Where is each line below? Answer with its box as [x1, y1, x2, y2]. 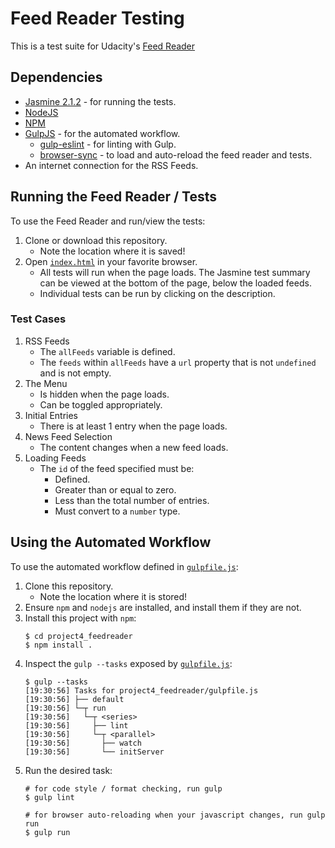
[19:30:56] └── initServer [24, 747, 165, 757]
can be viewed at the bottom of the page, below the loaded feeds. [39, 277, 312, 289]
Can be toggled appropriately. [39, 398, 163, 411]
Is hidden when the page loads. [39, 388, 170, 400]
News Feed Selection [24, 430, 113, 442]
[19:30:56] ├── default [24, 694, 125, 704]
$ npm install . [24, 640, 93, 650]
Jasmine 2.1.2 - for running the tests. [24, 95, 177, 107]
